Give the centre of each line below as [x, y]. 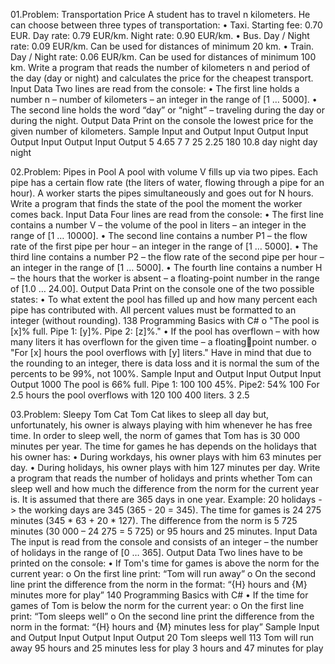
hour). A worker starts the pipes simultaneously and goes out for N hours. [162, 193]
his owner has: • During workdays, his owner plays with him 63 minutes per [166, 457]
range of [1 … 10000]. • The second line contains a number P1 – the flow [159, 235]
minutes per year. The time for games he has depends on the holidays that [163, 446]
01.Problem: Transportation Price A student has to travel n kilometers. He [160, 14]
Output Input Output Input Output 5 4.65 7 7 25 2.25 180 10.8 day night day [164, 142]
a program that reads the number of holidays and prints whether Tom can [161, 478]
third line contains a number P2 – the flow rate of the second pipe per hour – [167, 257]
